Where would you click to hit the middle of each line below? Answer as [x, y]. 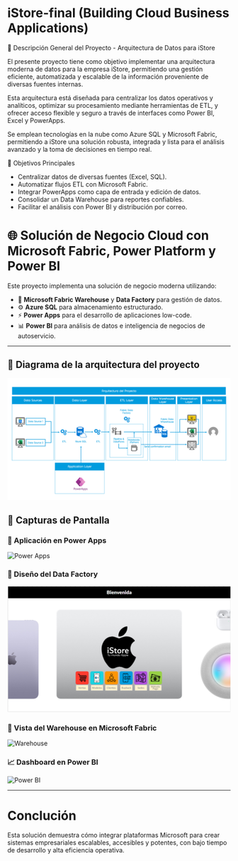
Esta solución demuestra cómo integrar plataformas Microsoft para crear [114, 835]
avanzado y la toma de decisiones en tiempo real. [80, 149]
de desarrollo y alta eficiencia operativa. [66, 850]
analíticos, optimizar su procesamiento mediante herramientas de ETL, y [113, 105]
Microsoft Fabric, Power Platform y [112, 251]
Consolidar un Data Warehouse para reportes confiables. [101, 199]
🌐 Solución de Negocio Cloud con [108, 236]
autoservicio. [36, 335]
